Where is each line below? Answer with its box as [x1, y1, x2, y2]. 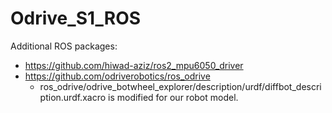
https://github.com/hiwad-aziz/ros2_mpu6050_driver [24, 59, 244, 71]
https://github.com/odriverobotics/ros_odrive [24, 70, 211, 82]
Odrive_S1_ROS [10, 7, 142, 30]
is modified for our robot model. [108, 91, 239, 103]
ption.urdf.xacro [39, 91, 107, 103]
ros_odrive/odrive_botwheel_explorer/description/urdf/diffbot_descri [39, 80, 322, 92]
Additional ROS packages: [10, 40, 118, 52]
